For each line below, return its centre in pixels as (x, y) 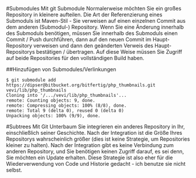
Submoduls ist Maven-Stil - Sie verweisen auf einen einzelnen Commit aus (96, 21)
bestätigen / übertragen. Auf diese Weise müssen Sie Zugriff (109, 52)
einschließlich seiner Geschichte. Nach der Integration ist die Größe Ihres (94, 133)
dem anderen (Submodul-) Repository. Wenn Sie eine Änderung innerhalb (95, 27)
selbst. (14, 170)
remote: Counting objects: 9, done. (51, 100)
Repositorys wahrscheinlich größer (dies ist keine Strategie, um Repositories (98, 139)
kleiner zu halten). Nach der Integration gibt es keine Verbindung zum (90, 145)
